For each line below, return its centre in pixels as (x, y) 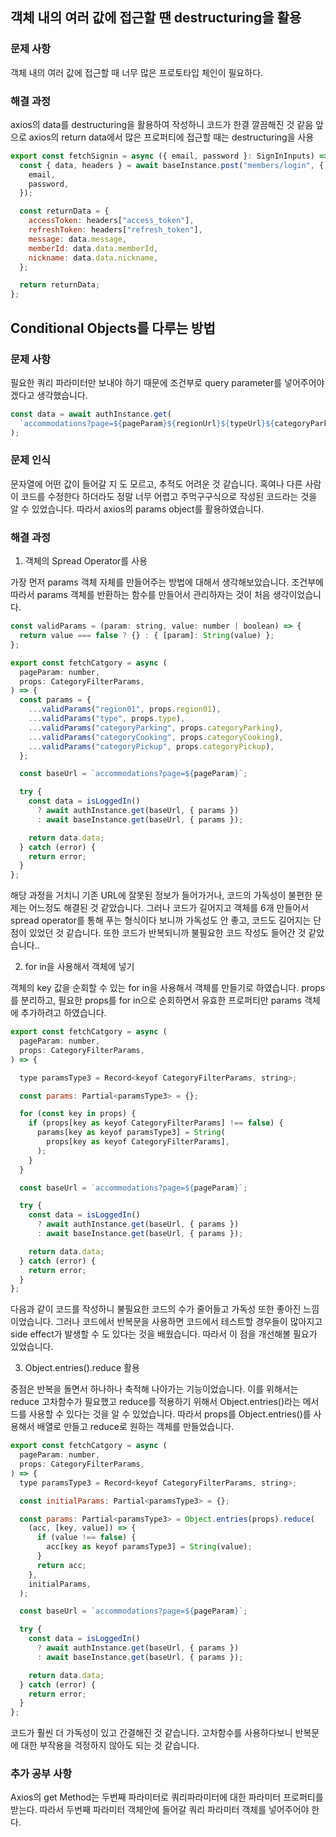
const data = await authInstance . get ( (91, 414)
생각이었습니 (297, 595)
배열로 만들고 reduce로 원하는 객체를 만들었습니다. (135, 1427)
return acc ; (61, 1565)
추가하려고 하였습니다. (63, 1013)
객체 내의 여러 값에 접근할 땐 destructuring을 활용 (156, 18)
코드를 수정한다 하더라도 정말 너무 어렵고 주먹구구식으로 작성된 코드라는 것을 (169, 496)
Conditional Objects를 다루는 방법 (113, 328)
